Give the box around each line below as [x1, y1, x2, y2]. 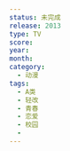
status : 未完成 [9, 12, 61, 22]
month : [9, 54, 34, 63]
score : [9, 37, 34, 47]
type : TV [9, 29, 42, 38]
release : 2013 [9, 21, 62, 30]
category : [9, 63, 46, 72]
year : [9, 46, 29, 55]
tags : [9, 79, 29, 88]
